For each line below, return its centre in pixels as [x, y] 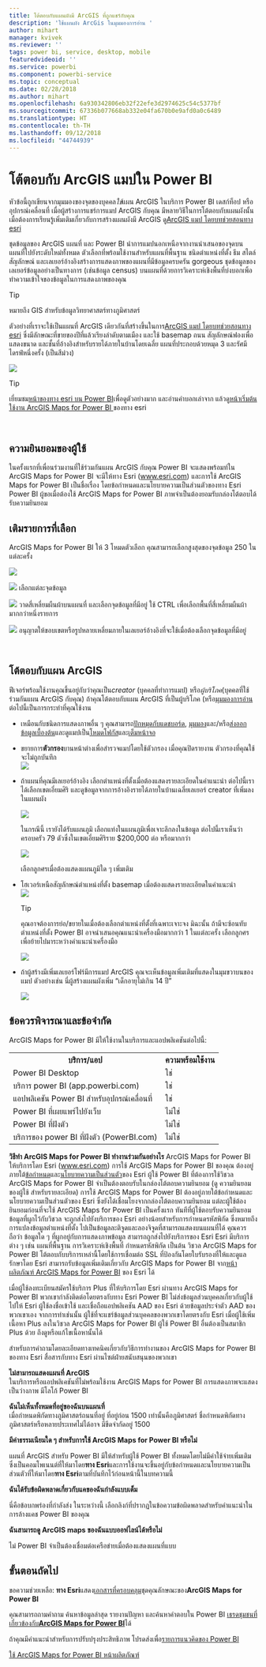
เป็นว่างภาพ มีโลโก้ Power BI [49, 1390]
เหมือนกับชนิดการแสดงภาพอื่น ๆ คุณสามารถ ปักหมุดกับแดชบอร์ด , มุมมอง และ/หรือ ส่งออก [133, 723]
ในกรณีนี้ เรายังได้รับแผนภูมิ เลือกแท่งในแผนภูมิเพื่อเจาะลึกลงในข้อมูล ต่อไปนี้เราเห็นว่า [131, 829]
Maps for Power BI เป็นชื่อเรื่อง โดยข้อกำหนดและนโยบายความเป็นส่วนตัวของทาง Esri [125, 485]
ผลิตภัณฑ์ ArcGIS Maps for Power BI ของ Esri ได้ [82, 1272]
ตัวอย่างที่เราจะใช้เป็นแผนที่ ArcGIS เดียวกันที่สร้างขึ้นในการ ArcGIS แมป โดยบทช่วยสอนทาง [130, 326]
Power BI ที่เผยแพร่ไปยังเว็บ [57, 1111]
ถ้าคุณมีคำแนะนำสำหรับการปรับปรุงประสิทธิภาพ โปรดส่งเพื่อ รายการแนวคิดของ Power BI [124, 1639]
